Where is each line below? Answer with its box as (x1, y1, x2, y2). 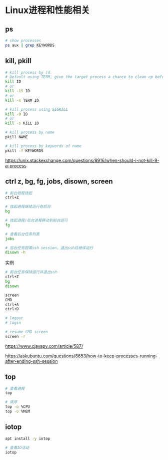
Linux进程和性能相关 (5, 5, 90, 16)
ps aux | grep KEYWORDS (5, 43, 55, 48)
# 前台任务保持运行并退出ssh (5, 270, 57, 275)
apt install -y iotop (5, 436, 50, 441)
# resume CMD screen (5, 329, 48, 334)
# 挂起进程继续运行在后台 (5, 204, 51, 209)
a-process (5, 162, 26, 168)
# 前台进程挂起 (5, 190, 32, 195)
